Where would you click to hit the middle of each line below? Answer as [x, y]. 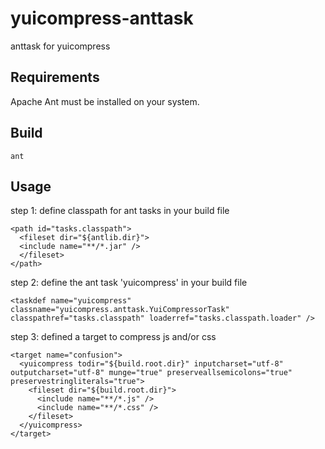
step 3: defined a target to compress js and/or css [113, 337]
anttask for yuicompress [60, 46]
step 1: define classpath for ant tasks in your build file [120, 211]
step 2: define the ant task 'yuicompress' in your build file [129, 283]
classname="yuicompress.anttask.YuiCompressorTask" [120, 310]
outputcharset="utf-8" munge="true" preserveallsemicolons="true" [151, 373]
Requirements [55, 77]
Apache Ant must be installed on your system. [105, 101]
